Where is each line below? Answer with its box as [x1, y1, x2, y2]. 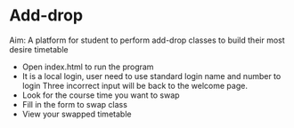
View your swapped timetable [21, 108, 132, 119]
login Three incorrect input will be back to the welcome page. [21, 80, 248, 91]
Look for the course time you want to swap [21, 90, 180, 100]
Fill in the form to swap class [21, 99, 127, 109]
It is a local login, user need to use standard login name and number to [21, 70, 282, 81]
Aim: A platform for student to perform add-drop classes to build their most [9, 35, 285, 45]
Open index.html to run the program [21, 61, 154, 72]
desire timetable [9, 44, 69, 54]
